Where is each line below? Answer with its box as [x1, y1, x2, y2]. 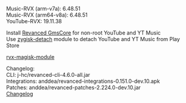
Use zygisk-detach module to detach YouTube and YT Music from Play [6, 36, 180, 42]
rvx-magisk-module [6, 54, 55, 60]
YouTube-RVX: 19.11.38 [6, 18, 63, 24]
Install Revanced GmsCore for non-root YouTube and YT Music [6, 29, 161, 36]
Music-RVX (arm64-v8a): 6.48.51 [6, 11, 88, 18]
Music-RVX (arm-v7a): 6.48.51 [6, 5, 80, 12]
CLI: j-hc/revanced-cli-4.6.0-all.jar [6, 71, 91, 78]
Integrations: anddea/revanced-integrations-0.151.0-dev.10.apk [6, 77, 160, 85]
